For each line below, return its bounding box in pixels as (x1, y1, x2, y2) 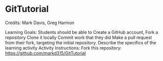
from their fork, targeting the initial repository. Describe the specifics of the (5, 39, 157, 45)
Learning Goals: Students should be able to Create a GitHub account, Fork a (5, 29, 158, 35)
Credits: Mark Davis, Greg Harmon (5, 20, 75, 26)
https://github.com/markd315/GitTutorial (5, 50, 86, 56)
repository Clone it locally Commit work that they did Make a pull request (5, 34, 152, 40)
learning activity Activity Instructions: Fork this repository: (5, 45, 122, 51)
